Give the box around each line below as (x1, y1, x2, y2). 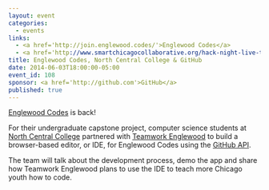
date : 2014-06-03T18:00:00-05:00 (8, 64, 120, 72)
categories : (8, 19, 48, 27)
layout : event (8, 11, 56, 20)
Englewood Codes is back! (8, 108, 96, 117)
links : (8, 34, 30, 42)
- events (15, 26, 45, 34)
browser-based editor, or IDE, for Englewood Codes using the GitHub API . (8, 141, 251, 150)
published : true (8, 85, 62, 94)
